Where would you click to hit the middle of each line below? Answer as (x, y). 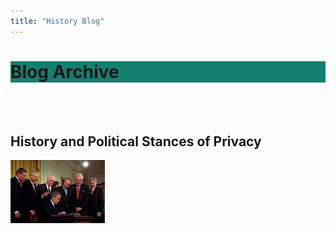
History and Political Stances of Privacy (136, 141)
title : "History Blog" (57, 21)
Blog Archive (65, 71)
